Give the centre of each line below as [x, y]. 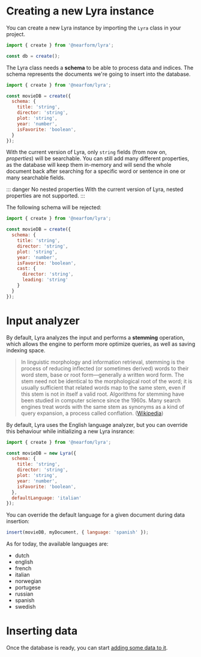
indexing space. [26, 350]
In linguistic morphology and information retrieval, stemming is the [103, 362]
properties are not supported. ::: [46, 196]
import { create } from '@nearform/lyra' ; [60, 45]
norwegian [28, 581]
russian [24, 594]
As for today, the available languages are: [58, 544]
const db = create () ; [33, 56]
